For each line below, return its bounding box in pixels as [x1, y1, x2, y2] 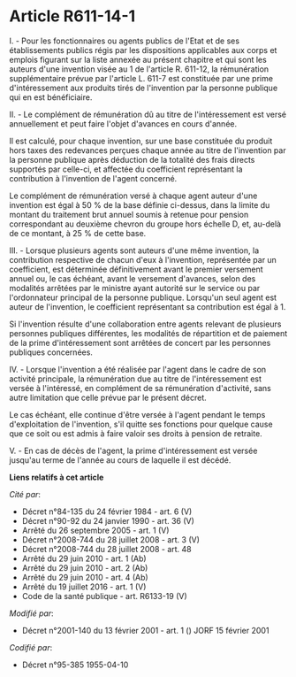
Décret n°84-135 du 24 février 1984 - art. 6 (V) [21, 506, 193, 517]
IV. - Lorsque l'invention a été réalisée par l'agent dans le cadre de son [9, 364, 267, 374]
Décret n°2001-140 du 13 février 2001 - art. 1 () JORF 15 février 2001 [21, 625, 269, 635]
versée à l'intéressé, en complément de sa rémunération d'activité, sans [9, 382, 271, 393]
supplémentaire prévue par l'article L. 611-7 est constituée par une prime [9, 73, 274, 83]
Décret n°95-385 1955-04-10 [21, 659, 129, 670]
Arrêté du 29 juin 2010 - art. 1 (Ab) [21, 553, 148, 564]
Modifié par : [9, 608, 55, 619]
